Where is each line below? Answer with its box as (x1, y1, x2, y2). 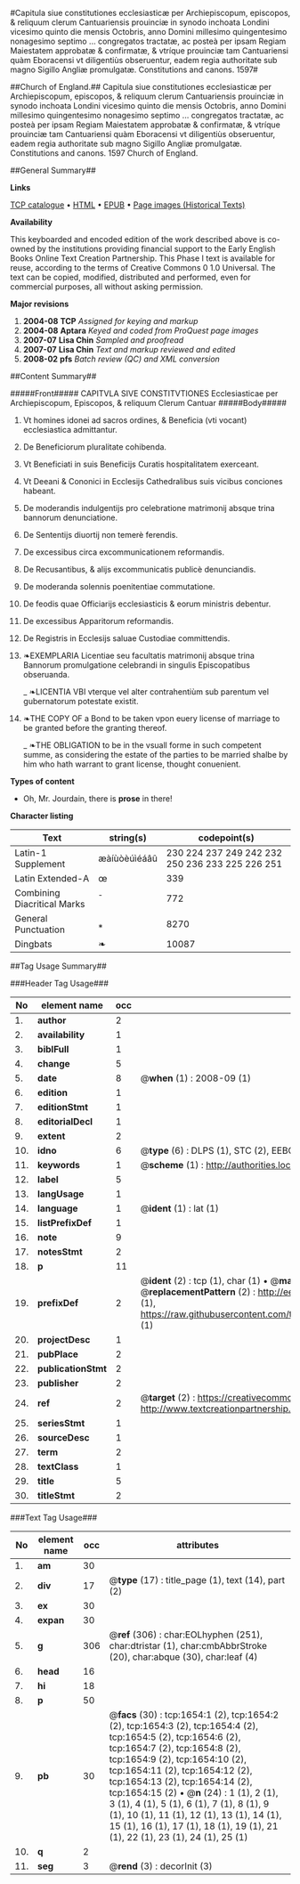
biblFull (37, 1044, 69, 1055)
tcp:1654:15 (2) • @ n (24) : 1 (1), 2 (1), (109, 1787, 279, 1799)
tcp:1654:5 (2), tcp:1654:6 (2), (109, 1731, 241, 1743)
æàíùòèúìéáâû (98, 852, 158, 865)
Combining (14, 887, 61, 898)
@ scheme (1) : (140, 1159, 204, 1171)
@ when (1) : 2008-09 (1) (140, 1072, 252, 1084)
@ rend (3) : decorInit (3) (109, 1860, 213, 1872)
